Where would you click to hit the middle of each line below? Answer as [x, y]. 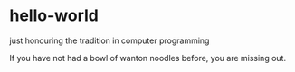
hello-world [54, 16]
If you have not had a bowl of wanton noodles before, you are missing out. [148, 58]
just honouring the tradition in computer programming [109, 40]
